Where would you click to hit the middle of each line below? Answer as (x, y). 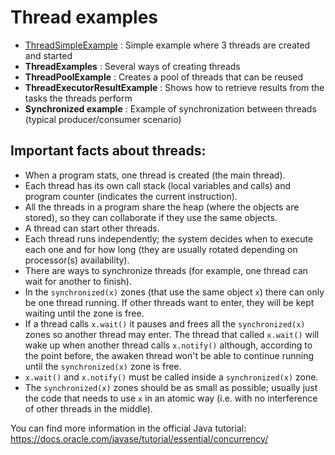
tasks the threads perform (78, 98)
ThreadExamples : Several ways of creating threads (132, 66)
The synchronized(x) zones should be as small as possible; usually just (171, 387)
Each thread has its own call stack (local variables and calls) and (158, 185)
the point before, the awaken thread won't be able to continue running (169, 355)
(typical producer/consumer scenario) (103, 119)
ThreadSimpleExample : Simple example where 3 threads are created (167, 45)
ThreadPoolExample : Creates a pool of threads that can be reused (163, 77)
